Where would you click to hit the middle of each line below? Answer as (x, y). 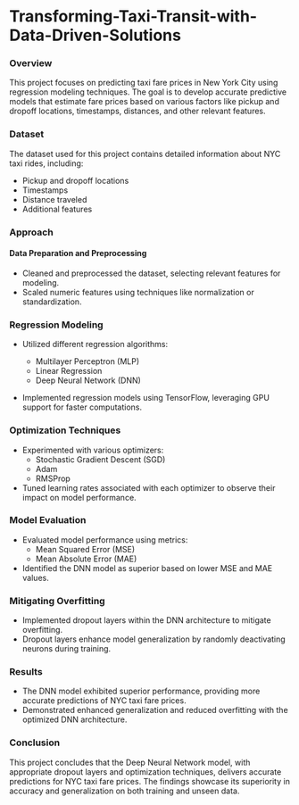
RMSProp (53, 478)
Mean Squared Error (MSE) (85, 549)
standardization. (52, 302)
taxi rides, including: (46, 163)
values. (35, 577)
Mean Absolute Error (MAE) (86, 559)
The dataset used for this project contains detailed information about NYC (145, 154)
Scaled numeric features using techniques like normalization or (138, 292)
